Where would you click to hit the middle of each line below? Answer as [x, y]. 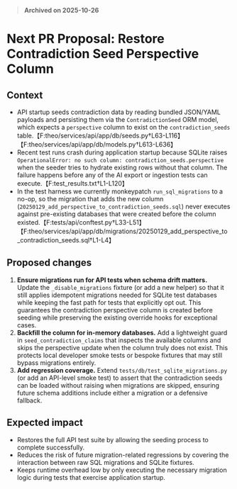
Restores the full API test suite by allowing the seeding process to [112, 439]
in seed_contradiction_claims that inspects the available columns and [119, 340]
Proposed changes [49, 263]
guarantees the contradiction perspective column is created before [115, 310]
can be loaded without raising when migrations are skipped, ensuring [118, 385]
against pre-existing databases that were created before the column [116, 214]
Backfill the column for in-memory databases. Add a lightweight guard [122, 332]
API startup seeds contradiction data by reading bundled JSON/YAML [119, 112]
